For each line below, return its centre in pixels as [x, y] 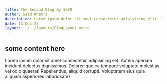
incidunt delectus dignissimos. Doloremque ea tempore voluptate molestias [82, 66]
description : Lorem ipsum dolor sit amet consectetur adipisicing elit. [82, 19]
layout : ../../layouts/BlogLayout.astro [48, 28]
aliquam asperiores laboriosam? [38, 76]
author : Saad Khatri [27, 14]
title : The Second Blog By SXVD [39, 10]
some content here [35, 48]
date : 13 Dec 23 [22, 24]
